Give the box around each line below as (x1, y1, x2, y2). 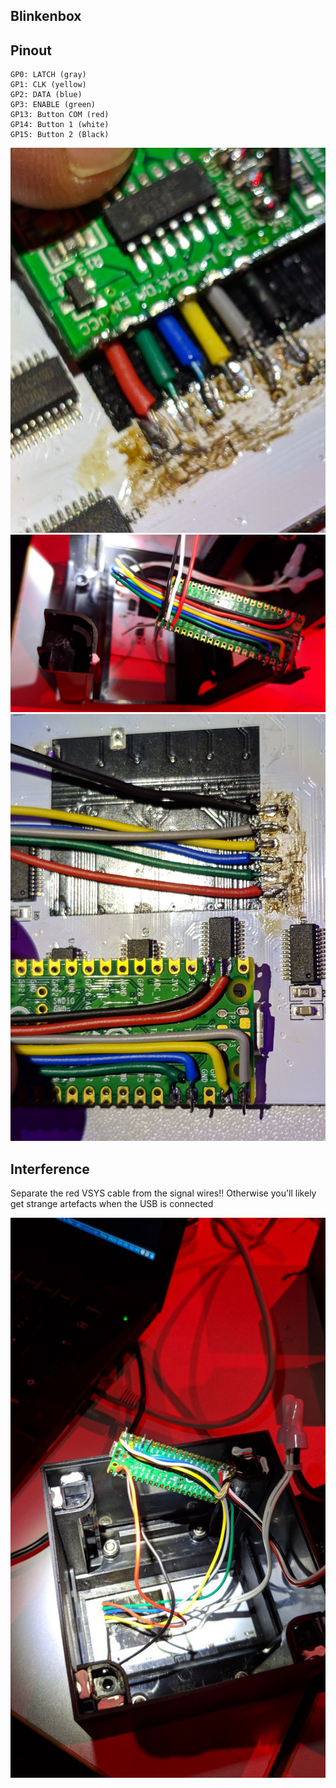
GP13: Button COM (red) (10, 110, 110, 120)
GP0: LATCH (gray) (10, 70, 87, 80)
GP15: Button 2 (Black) (10, 130, 110, 140)
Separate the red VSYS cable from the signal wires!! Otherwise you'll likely (10, 1187, 317, 1199)
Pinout (10, 42, 53, 59)
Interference (10, 1160, 90, 1178)
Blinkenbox (10, 8, 82, 25)
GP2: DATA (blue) (10, 90, 83, 100)
